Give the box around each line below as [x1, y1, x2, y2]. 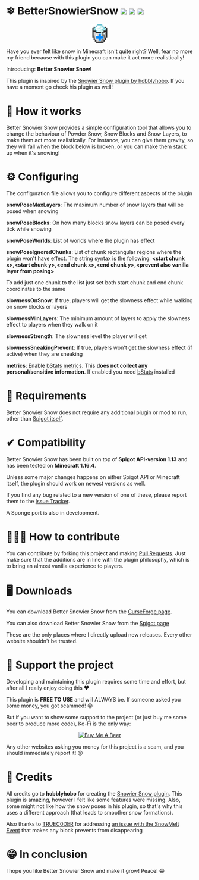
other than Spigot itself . [6, 415, 64, 422]
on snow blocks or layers [6, 303, 68, 311]
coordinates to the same [6, 286, 66, 293]
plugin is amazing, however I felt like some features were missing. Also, [6, 796, 181, 803]
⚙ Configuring [6, 170, 79, 184]
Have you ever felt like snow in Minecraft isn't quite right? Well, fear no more [6, 48, 193, 55]
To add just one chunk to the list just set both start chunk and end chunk [6, 279, 184, 286]
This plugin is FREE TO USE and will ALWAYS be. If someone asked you [6, 696, 181, 703]
